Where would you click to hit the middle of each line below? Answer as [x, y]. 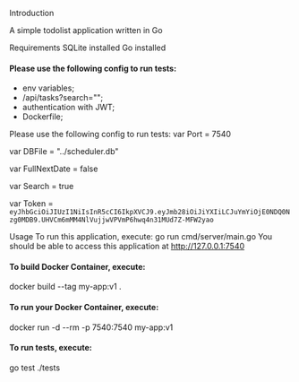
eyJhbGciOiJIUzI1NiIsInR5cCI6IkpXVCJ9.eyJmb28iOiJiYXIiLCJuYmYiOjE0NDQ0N [150, 213]
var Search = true [42, 187]
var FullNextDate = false [54, 169]
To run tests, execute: [51, 348]
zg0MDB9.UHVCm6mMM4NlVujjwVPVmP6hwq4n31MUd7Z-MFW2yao [112, 220]
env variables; [48, 88]
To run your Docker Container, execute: [84, 307]
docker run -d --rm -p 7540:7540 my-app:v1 [91, 327]
